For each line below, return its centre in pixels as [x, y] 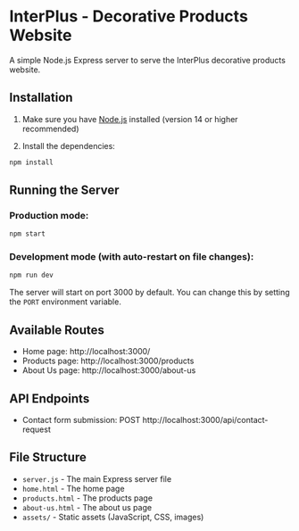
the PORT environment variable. [66, 302]
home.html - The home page [73, 488]
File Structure [48, 457]
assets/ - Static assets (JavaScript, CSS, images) [113, 517]
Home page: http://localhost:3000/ [86, 352]
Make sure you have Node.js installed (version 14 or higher [130, 119]
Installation [41, 98]
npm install [31, 162]
